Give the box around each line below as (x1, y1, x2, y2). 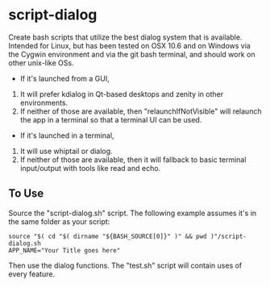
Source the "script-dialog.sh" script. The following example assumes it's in (8, 208, 257, 218)
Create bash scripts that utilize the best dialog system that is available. (8, 32, 243, 42)
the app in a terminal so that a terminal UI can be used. (19, 114, 202, 124)
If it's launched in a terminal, (19, 131, 114, 140)
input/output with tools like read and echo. (19, 163, 161, 173)
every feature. (8, 268, 55, 279)
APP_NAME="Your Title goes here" (8, 246, 121, 255)
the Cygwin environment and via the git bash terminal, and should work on (8, 49, 255, 59)
